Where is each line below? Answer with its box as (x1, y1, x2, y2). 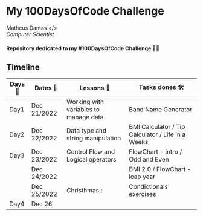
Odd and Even (129, 155, 169, 164)
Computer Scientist (6, 30, 54, 38)
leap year (129, 172, 156, 181)
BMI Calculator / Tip (129, 123, 185, 131)
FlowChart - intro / (129, 148, 182, 156)
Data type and (66, 126, 107, 135)
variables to (66, 105, 100, 114)
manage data (66, 113, 104, 122)
